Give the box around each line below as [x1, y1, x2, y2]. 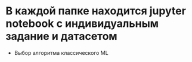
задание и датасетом [5, 30, 117, 43]
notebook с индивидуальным [5, 17, 159, 30]
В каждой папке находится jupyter [5, 4, 186, 18]
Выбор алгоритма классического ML [14, 49, 109, 56]
